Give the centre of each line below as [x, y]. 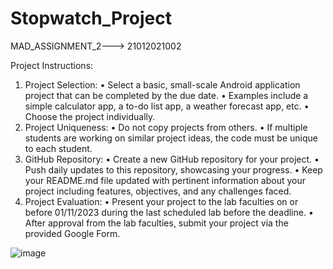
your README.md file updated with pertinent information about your [165, 180]
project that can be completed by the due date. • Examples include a [166, 95]
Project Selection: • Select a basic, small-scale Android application [162, 84]
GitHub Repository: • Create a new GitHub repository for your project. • [172, 159]
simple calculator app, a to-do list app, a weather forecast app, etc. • [167, 106]
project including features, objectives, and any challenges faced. [158, 191]
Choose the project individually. [90, 116]
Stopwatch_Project [91, 18]
